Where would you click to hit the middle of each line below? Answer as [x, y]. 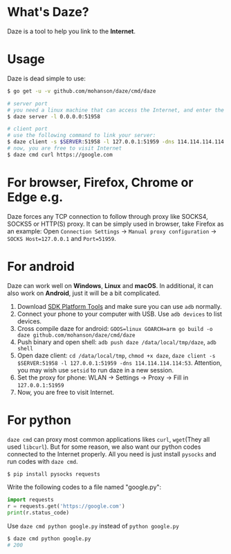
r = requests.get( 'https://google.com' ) [66, 506]
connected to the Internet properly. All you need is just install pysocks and [112, 454]
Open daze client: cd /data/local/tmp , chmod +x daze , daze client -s [116, 355]
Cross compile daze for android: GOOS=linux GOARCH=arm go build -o [115, 328]
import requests [30, 500]
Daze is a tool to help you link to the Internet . [72, 31]
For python [39, 420]
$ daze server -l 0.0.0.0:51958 [54, 116]
